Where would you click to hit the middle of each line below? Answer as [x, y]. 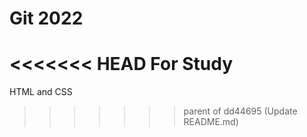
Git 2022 [46, 18]
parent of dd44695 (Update [240, 111]
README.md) [211, 122]
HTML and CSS [41, 92]
